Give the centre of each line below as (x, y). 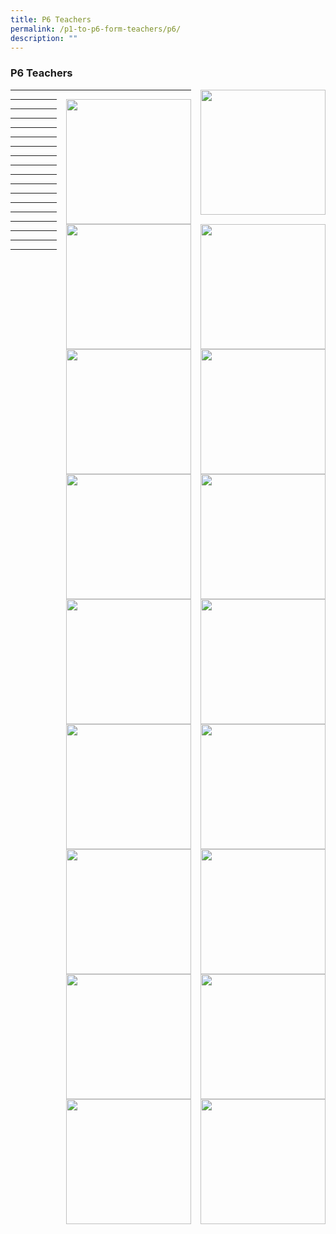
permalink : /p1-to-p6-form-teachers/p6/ (96, 29)
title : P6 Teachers (51, 19)
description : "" (44, 38)
